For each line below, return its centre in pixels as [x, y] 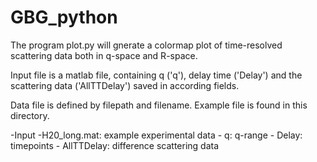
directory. [30, 115]
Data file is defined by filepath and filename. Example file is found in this [159, 105]
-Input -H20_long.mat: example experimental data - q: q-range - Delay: [156, 135]
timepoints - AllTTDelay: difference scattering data [115, 145]
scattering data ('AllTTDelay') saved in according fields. [125, 85]
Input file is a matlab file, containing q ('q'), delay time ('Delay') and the [156, 75]
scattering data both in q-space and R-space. [104, 55]
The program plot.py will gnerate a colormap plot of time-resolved [146, 45]
